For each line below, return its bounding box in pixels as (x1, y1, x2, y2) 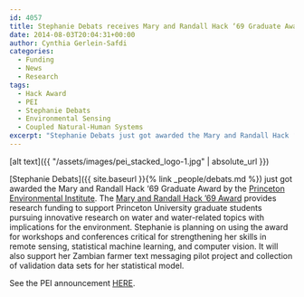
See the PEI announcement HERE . (9, 277, 136, 288)
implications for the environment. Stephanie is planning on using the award (9, 221, 289, 232)
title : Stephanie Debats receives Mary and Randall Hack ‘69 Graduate (9, 22, 281, 31)
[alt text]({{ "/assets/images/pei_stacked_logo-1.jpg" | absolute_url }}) (9, 156, 270, 167)
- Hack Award (17, 89, 67, 98)
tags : (9, 81, 30, 90)
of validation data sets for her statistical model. (9, 260, 185, 271)
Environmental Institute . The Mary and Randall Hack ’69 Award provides (9, 192, 277, 204)
